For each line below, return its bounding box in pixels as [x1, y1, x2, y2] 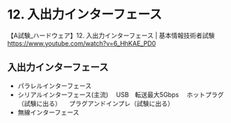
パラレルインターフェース [17, 81, 92, 90]
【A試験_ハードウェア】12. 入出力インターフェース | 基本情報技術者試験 [7, 31, 215, 40]
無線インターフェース [17, 107, 80, 117]
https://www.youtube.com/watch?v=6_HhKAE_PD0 [7, 39, 157, 47]
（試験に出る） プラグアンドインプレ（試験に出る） [17, 99, 174, 107]
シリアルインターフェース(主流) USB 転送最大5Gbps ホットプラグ [17, 90, 225, 99]
